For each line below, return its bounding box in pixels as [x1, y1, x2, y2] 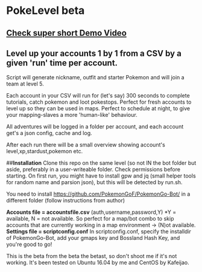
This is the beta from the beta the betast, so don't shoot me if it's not [6, 253, 177, 260]
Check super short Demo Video [6, 28, 127, 38]
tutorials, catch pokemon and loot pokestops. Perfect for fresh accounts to [6, 98, 192, 106]
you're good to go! [6, 240, 52, 248]
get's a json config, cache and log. [6, 130, 92, 137]
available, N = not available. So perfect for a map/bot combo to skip [6, 215, 174, 222]
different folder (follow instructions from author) [6, 197, 125, 204]
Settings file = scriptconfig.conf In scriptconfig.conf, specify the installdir [6, 228, 192, 235]
